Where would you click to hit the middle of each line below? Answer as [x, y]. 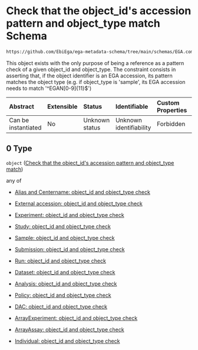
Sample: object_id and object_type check [65, 238]
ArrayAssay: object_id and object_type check [70, 329]
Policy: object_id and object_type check [63, 295]
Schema [27, 36]
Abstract [22, 106]
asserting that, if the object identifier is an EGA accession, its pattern [89, 76]
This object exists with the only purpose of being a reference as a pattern [95, 63]
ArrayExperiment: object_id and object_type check [76, 318]
